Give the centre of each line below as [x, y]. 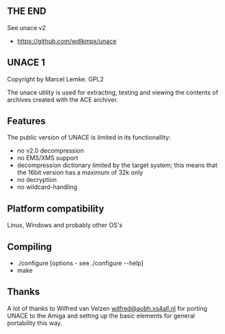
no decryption [37, 180]
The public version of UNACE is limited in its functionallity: [89, 138]
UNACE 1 [26, 63]
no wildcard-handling [47, 187]
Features [26, 121]
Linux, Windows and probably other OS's [65, 225]
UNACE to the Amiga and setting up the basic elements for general [101, 316]
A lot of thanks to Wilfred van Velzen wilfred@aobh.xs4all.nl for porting [107, 308]
